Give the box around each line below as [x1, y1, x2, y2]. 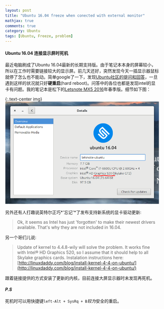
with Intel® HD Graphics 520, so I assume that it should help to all [17, 249, 149, 255]
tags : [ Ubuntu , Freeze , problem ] [5, 34, 73, 39]
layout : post [5, 8, 32, 13]
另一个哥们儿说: [5, 234, 37, 240]
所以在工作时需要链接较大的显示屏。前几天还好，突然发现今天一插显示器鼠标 [5, 68, 159, 74]
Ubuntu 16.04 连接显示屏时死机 [5, 50, 68, 56]
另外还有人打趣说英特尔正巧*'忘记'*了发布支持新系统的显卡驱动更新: [5, 209, 142, 215]
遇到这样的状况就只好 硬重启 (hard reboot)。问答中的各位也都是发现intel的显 [5, 80, 156, 86]
